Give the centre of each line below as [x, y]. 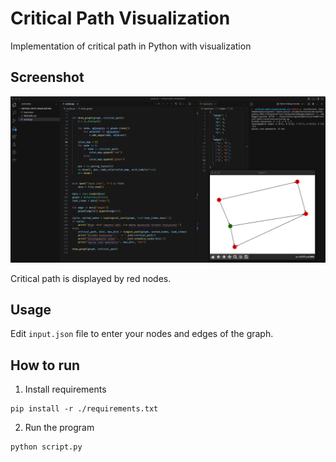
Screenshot [47, 77]
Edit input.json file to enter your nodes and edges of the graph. [142, 334]
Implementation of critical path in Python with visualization [131, 46]
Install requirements [65, 389]
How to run [45, 365]
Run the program [59, 428]
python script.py [46, 447]
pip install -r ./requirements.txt [84, 409]
